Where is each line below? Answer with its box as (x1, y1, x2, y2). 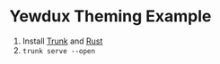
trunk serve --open (22, 46, 96, 55)
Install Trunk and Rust (22, 36, 103, 46)
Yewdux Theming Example (9, 6, 212, 27)
